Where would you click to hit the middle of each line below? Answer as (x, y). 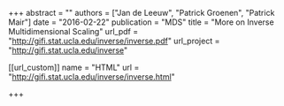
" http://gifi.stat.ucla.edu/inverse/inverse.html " (92, 77)
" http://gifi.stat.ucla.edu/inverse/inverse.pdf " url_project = (114, 41)
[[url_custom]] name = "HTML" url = (74, 67)
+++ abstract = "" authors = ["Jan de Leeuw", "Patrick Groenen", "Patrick (142, 13)
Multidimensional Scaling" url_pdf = (73, 31)
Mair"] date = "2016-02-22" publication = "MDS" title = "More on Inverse (142, 22)
